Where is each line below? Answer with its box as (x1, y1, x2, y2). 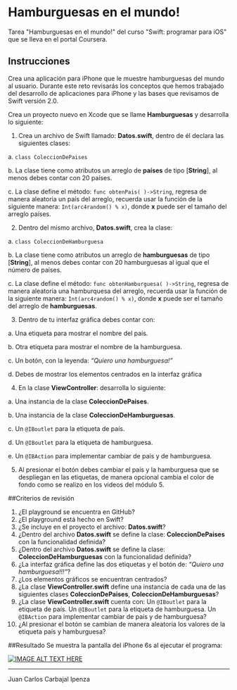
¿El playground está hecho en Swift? (18, 515, 124, 523)
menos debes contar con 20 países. (8, 173, 113, 182)
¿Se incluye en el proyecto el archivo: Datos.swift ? (18, 522, 166, 531)
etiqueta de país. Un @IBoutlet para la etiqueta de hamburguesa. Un (18, 605, 217, 613)
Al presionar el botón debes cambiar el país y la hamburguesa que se (18, 465, 219, 474)
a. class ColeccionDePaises (8, 152, 88, 161)
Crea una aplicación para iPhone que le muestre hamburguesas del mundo (8, 74, 224, 82)
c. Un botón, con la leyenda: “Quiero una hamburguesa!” (8, 356, 173, 365)
